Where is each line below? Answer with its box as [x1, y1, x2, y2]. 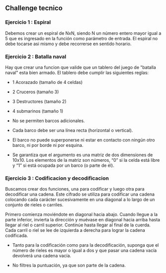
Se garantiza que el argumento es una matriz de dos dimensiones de [12, 151, 153, 158]
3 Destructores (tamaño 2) [12, 98, 67, 104]
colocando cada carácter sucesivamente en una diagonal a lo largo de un [5, 197, 155, 203]
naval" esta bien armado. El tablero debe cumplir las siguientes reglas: [5, 69, 149, 75]
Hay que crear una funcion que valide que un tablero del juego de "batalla [5, 64, 156, 70]
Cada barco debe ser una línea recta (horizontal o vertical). [12, 127, 133, 133]
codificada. [5, 233, 28, 239]
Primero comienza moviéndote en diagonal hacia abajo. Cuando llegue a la [5, 211, 158, 217]
